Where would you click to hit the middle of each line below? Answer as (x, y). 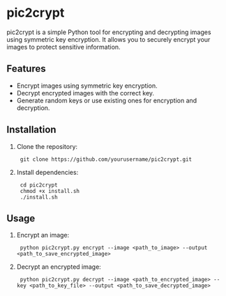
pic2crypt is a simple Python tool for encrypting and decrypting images (109, 32)
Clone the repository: (47, 146)
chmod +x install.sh (50, 191)
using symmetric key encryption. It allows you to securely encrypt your (108, 39)
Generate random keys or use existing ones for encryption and (107, 100)
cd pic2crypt (39, 185)
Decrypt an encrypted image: (59, 267)
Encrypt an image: (43, 235)
